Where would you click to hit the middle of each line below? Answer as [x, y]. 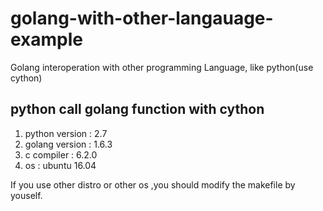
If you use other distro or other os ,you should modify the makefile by [153, 184]
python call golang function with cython [137, 109]
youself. [26, 195]
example [47, 39]
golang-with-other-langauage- [142, 18]
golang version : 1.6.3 [68, 144]
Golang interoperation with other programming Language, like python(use [162, 67]
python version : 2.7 [66, 133]
